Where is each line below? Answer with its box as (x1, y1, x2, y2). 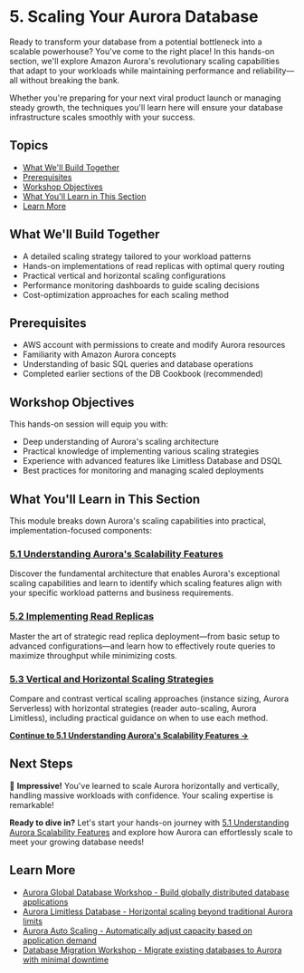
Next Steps (9, 756, 73, 772)
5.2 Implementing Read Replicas (9, 610, 155, 622)
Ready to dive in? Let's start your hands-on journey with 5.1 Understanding (9, 817, 290, 828)
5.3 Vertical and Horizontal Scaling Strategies (9, 672, 214, 685)
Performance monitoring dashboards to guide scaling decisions (22, 279, 260, 291)
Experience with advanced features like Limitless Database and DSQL (22, 456, 282, 467)
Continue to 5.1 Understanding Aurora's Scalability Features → (9, 729, 249, 740)
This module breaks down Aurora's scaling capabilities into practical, (9, 515, 267, 526)
